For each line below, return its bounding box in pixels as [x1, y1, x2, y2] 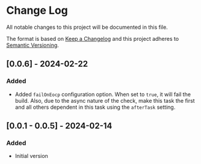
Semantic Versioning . [6, 41, 59, 49]
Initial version [14, 153, 48, 160]
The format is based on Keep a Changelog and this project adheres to [6, 35, 179, 42]
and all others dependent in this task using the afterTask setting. [14, 103, 176, 111]
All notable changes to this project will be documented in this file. [6, 23, 169, 31]
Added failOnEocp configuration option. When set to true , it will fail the [14, 91, 191, 98]
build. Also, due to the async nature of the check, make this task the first [14, 97, 195, 104]
